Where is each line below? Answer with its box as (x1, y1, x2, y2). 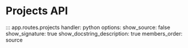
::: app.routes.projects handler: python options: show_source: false (5, 24, 171, 31)
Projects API (5, 4, 68, 18)
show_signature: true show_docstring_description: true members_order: (5, 30, 183, 37)
